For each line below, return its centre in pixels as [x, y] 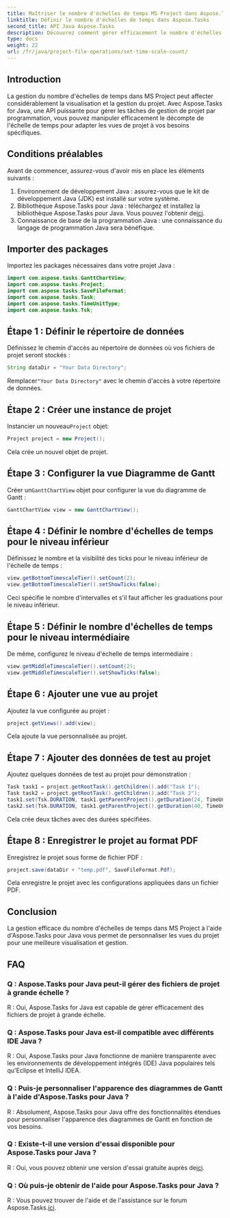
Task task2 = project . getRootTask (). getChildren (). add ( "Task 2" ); [104, 793]
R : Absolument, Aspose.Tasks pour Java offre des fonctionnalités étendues [114, 1112]
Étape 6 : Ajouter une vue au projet [82, 694]
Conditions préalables [55, 154]
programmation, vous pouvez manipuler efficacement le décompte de [105, 118]
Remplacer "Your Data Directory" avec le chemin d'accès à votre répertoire [114, 381]
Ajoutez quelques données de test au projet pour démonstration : [99, 774]
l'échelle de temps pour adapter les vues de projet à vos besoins [98, 125]
